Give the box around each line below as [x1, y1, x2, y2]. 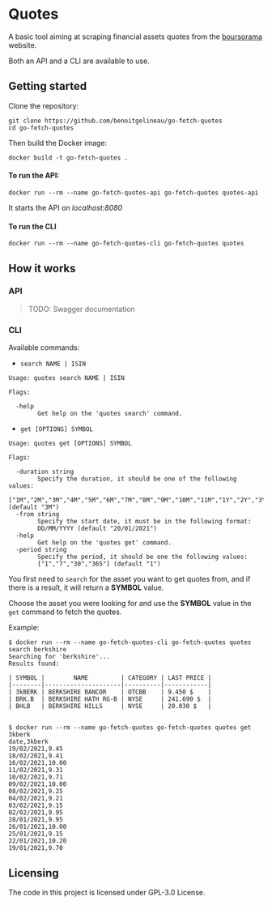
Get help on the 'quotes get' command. [37, 539, 172, 547]
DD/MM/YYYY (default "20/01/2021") [37, 524, 158, 533]
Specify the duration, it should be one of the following [37, 475, 237, 483]
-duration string [15, 467, 74, 476]
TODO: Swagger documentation [28, 304, 135, 314]
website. [8, 40, 37, 49]
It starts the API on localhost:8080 [8, 203, 123, 212]
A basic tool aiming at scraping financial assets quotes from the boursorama [8, 32, 263, 41]
